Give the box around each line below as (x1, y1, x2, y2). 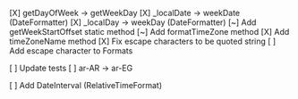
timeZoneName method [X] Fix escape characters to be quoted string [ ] (9, 36, 277, 46)
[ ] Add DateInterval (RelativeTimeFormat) (9, 80, 163, 90)
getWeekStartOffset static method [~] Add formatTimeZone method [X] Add (9, 27, 290, 37)
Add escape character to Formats (9, 45, 133, 56)
